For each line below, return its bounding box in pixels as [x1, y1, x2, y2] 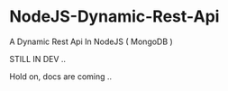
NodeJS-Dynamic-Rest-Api [9, 6, 220, 27]
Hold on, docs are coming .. [9, 70, 113, 82]
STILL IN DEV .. [9, 53, 66, 64]
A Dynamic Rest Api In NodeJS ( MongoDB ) [9, 36, 173, 47]
